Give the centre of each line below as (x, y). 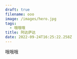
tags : (11, 23)
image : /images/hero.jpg (31, 19)
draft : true (17, 10)
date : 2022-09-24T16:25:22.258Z (38, 37)
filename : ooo (20, 14)
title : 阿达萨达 (20, 32)
